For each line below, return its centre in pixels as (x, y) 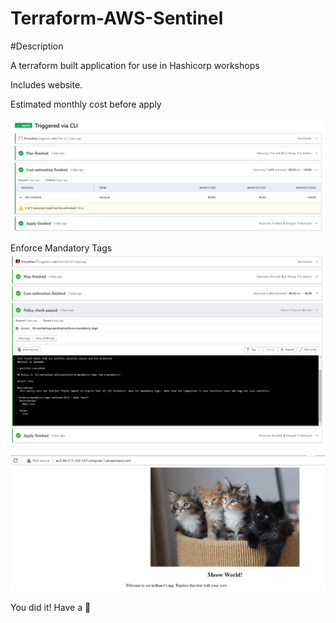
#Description (37, 46)
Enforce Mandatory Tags (61, 248)
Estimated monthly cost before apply (86, 104)
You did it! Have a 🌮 (51, 607)
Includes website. (46, 84)
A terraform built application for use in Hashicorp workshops (135, 65)
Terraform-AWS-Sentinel (117, 18)
